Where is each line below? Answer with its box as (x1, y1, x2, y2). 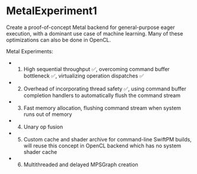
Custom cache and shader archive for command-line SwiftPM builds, (23, 136, 192, 143)
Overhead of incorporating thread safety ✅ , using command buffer (23, 85, 186, 92)
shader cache (23, 148, 57, 155)
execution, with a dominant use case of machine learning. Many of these (6, 30, 183, 37)
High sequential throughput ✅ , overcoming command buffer (23, 65, 170, 72)
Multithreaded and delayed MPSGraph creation (23, 161, 138, 168)
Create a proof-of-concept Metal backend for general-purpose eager (6, 24, 175, 31)
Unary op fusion (23, 123, 63, 130)
